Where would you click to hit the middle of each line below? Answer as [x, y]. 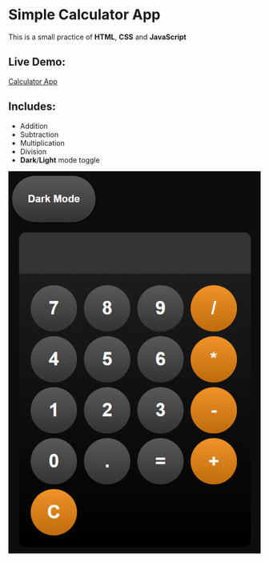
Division [33, 151]
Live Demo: [37, 62]
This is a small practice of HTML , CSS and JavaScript [97, 37]
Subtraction [39, 134]
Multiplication [42, 143]
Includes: [32, 107]
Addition [34, 126]
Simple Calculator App [84, 15]
